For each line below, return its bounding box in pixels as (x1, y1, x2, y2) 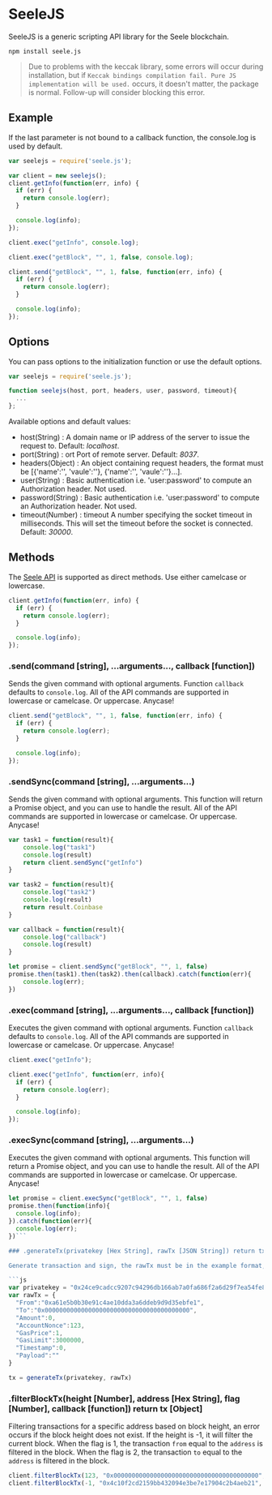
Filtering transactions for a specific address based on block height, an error (8, 1421, 261, 1432)
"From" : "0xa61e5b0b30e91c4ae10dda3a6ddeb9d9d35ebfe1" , (15, 1299, 205, 1307)
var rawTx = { (8, 1291, 57, 1300)
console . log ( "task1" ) (23, 843, 96, 852)
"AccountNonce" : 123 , (15, 1321, 85, 1330)
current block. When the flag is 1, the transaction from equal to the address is (8, 1439, 263, 1449)
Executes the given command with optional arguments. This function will (8, 1153, 251, 1162)
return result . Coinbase (23, 903, 104, 911)
